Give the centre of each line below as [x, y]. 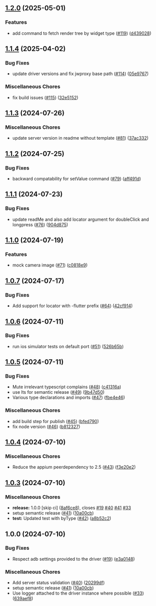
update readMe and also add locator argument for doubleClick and [80, 219]
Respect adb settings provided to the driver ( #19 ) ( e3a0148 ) [74, 559]
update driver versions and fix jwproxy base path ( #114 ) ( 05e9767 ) [80, 74]
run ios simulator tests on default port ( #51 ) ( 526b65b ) [68, 346]
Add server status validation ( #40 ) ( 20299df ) [59, 583]
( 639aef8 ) [23, 599]
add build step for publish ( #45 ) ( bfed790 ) [56, 421]
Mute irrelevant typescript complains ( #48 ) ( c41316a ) [67, 387]
